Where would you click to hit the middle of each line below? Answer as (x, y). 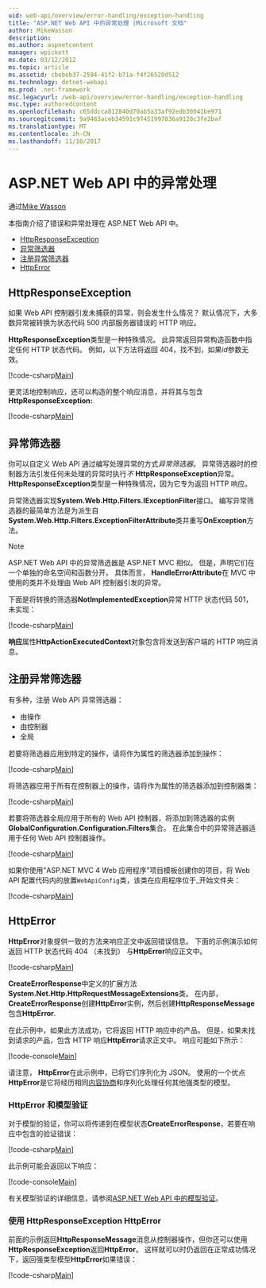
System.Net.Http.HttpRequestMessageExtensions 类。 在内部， (116, 993)
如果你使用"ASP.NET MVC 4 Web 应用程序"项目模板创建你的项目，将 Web (129, 870)
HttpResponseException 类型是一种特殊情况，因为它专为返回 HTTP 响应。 (130, 484)
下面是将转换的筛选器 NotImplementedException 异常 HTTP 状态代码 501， (131, 599)
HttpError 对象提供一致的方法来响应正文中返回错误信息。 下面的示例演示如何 (133, 941)
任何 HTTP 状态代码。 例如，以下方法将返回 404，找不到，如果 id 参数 (128, 350)
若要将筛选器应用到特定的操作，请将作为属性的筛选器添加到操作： (116, 753)
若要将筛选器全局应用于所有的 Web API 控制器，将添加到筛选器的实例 (121, 818)
